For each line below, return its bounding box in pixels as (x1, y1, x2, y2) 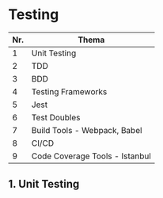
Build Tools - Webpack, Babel (31, 124, 142, 135)
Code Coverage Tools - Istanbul (31, 150, 152, 162)
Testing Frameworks (31, 86, 108, 97)
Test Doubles (31, 112, 81, 123)
